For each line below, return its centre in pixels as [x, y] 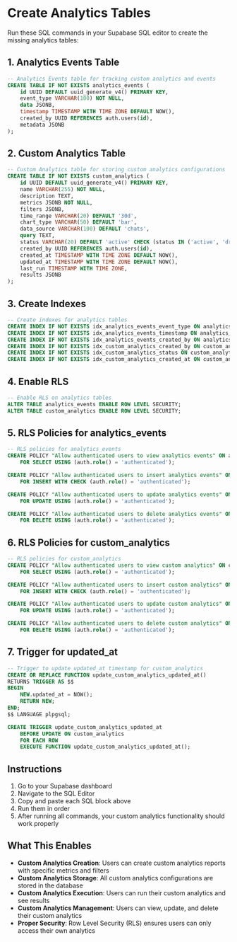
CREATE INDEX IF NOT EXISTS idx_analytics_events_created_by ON [104, 340]
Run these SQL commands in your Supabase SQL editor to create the [108, 33]
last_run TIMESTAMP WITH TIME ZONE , [74, 268]
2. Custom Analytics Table [66, 154]
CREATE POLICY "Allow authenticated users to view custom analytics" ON [116, 565]
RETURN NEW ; [37, 701]
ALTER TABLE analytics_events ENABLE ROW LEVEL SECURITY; [94, 404]
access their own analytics [56, 930]
